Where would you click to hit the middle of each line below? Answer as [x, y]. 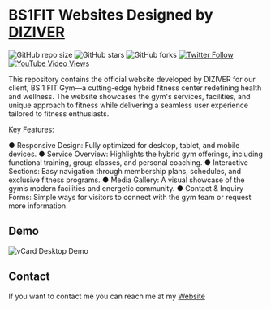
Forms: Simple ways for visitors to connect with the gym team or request [130, 197]
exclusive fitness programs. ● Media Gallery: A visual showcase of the [127, 180]
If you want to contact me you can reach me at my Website [107, 296]
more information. [38, 206]
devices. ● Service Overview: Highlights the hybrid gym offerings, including [136, 154]
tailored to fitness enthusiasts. [59, 113]
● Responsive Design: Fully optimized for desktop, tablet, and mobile [124, 145]
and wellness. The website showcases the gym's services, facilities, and [129, 96]
